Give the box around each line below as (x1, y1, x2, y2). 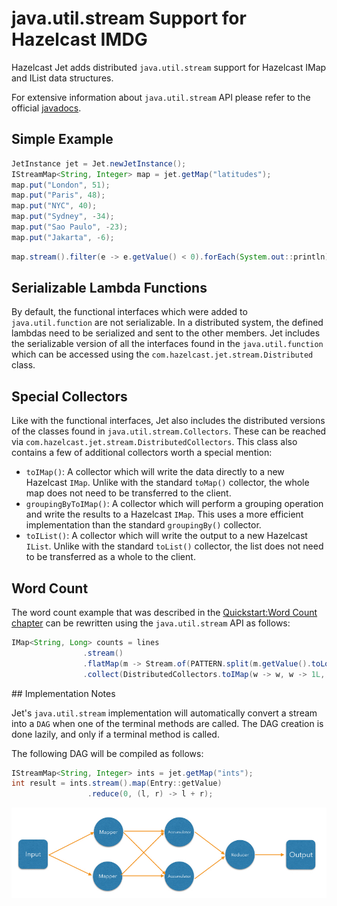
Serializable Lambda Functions (11, 280, 208, 297)
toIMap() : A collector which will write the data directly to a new (25, 466, 285, 478)
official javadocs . (11, 102, 82, 114)
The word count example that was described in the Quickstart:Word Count (11, 607, 318, 619)
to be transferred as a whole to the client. (25, 551, 196, 563)
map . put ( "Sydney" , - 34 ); (11, 212, 115, 222)
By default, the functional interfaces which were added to (11, 306, 248, 318)
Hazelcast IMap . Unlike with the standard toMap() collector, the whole (25, 477, 310, 489)
